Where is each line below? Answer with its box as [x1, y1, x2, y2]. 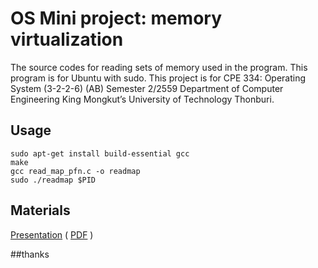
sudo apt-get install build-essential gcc [10, 148, 190, 159]
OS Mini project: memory [10, 7, 223, 30]
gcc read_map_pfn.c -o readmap [10, 166, 141, 176]
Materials [10, 202, 71, 219]
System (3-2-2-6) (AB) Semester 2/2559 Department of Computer [10, 82, 284, 94]
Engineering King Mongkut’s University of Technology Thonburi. [10, 93, 275, 105]
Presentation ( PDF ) [10, 228, 94, 241]
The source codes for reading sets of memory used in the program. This [10, 61, 308, 73]
